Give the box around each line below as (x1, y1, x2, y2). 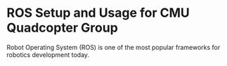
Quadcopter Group (6, 20, 119, 36)
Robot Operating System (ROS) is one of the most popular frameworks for (6, 43, 221, 51)
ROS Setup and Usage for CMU (6, 5, 190, 21)
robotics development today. (6, 51, 89, 59)
